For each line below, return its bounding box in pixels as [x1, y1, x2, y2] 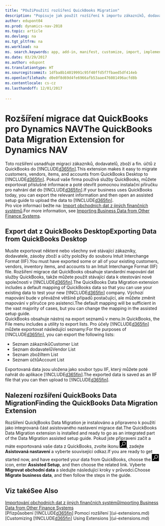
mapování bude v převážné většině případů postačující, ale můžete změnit [5, 295, 156, 301]
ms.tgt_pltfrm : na [5, 39, 43, 44]
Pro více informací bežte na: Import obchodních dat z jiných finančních [5, 202, 148, 208]
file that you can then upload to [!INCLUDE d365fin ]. [5, 377, 110, 383]
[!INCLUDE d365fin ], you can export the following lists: [5, 331, 115, 337]
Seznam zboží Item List [12, 352, 58, 358]
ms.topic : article [5, 29, 43, 34]
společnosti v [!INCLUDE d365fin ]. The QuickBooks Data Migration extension [5, 279, 159, 285]
